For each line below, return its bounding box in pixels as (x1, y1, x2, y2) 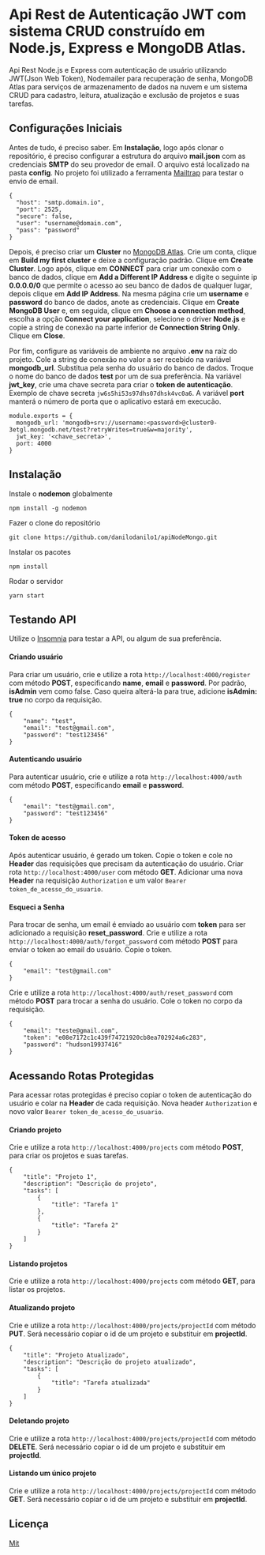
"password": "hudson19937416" (23, 1041, 123, 1049)
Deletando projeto (9, 1416, 69, 1425)
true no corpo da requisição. (9, 695, 103, 704)
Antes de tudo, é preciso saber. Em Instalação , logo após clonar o (9, 142, 224, 152)
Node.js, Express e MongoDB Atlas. (9, 40, 247, 57)
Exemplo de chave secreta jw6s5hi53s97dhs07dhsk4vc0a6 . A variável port (9, 388, 244, 397)
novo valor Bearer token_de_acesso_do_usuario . (9, 1107, 164, 1116)
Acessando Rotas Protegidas (9, 1069, 155, 1082)
